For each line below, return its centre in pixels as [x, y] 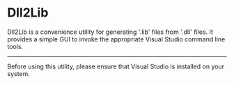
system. [18, 73]
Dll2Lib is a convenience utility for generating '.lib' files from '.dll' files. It [110, 32]
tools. [15, 46]
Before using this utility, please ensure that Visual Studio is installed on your [116, 66]
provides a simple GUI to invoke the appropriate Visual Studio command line [116, 39]
